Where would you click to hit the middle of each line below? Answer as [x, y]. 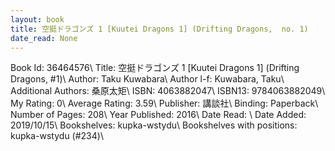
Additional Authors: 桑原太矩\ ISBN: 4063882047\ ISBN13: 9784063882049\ [168, 91]
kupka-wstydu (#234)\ [57, 136]
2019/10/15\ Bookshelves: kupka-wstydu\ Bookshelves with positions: [154, 125]
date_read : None [44, 38]
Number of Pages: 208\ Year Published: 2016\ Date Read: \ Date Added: [158, 115]
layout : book [37, 19]
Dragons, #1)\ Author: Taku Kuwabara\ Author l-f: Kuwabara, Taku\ [147, 79]
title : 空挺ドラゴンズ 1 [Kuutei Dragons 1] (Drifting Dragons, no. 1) [159, 29]
